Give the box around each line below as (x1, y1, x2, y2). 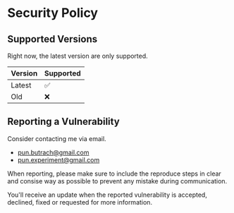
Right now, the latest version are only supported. (7, 51, 148, 60)
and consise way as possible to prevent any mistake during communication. (7, 176, 228, 185)
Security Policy (7, 5, 99, 21)
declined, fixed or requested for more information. (7, 197, 153, 206)
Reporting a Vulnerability (7, 116, 120, 128)
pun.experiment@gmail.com (17, 155, 100, 164)
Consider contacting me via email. (7, 134, 107, 142)
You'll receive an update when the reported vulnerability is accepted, (7, 190, 208, 199)
